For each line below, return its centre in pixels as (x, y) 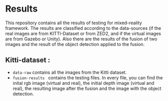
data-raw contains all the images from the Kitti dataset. (70, 72)
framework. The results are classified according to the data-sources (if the (83, 28)
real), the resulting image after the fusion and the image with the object (87, 88)
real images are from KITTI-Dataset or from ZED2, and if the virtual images (83, 33)
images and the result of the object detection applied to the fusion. (75, 44)
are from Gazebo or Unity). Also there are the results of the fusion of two (81, 39)
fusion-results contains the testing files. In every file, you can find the (88, 78)
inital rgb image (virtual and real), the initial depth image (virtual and (83, 83)
